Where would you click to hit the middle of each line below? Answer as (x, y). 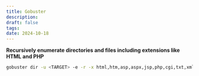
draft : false (22, 22)
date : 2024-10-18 (28, 34)
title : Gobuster (26, 11)
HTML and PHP (25, 57)
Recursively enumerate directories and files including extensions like (93, 50)
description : (22, 17)
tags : (13, 28)
